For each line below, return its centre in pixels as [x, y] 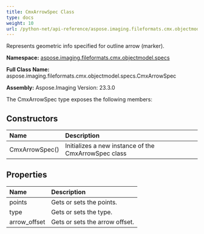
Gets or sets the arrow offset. [93, 222]
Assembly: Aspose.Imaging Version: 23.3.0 [61, 88]
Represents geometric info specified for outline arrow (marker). [86, 46]
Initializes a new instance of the [110, 146]
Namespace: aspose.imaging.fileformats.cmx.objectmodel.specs [88, 58]
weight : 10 [20, 23]
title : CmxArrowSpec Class [40, 12]
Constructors [32, 119]
